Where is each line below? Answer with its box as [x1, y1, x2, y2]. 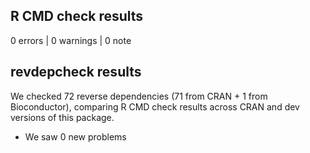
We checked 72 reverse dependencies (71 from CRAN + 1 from [10, 90, 268, 102]
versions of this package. [10, 111, 115, 123]
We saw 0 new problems [24, 130, 127, 143]
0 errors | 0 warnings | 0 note [10, 34, 132, 46]
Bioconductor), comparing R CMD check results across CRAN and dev [10, 100, 300, 113]
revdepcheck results [10, 64, 142, 81]
